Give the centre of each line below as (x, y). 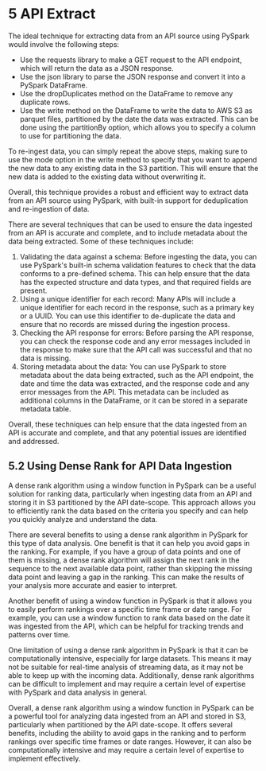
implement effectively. (44, 758)
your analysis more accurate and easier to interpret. (93, 585)
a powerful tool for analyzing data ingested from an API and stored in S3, (127, 716)
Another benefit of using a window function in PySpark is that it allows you (130, 601)
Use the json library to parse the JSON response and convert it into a (133, 76)
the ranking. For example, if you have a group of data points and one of (125, 551)
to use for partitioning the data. (70, 135)
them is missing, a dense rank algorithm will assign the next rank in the (124, 560)
